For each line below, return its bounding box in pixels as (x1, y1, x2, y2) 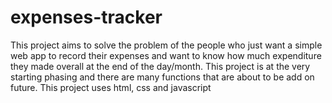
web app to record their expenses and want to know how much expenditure (10, 49, 322, 61)
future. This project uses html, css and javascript (10, 81, 212, 93)
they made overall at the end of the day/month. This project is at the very (10, 60, 311, 72)
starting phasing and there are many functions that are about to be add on (10, 71, 315, 83)
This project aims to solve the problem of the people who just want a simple (10, 39, 323, 51)
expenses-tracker (10, 6, 163, 29)
